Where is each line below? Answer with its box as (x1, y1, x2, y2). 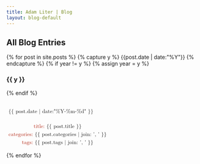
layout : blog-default (6, 15, 62, 21)
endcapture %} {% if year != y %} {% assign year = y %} (6, 60, 150, 67)
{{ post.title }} (46, 123, 82, 129)
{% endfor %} (6, 151, 42, 159)
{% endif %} (6, 89, 38, 97)
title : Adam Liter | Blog (6, 9, 72, 15)
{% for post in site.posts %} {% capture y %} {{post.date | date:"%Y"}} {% (6, 53, 194, 61)
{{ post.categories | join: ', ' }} (34, 131, 107, 138)
